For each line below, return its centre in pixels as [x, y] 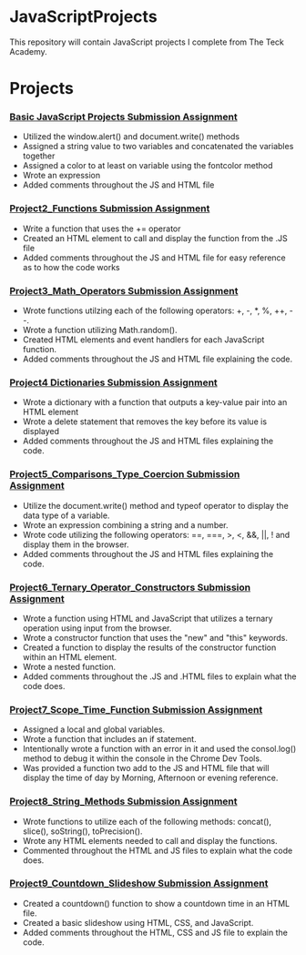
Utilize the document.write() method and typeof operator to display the [155, 505]
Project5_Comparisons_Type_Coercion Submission [125, 474]
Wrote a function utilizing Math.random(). [100, 330]
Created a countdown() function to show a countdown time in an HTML [156, 903]
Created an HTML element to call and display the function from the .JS [155, 238]
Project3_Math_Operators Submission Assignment [124, 290]
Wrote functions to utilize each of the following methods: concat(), [147, 821]
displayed [41, 432]
